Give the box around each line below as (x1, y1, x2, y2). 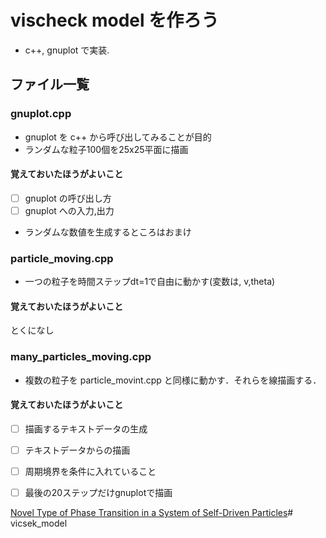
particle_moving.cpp (10, 251, 114, 265)
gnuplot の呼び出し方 (24, 192, 112, 204)
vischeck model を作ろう (10, 9, 220, 32)
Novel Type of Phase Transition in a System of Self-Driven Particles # (10, 507, 294, 519)
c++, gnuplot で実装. (24, 44, 110, 56)
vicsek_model (10, 517, 68, 530)
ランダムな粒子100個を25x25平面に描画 (24, 143, 189, 155)
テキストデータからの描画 (24, 444, 131, 456)
